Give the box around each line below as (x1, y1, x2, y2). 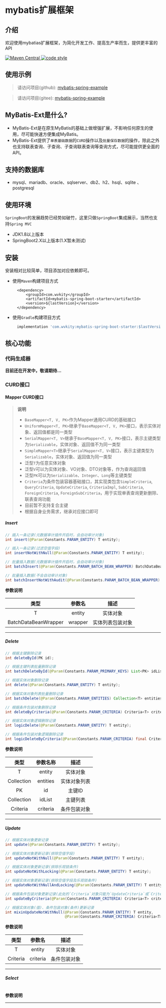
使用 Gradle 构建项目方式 (12, 314, 61, 320)
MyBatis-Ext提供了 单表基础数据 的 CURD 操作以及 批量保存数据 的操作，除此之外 (12, 137, 160, 143)
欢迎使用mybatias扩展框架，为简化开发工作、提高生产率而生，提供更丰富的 (5, 40, 158, 45)
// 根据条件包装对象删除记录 (5, 705, 56, 710)
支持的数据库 (5, 166, 44, 174)
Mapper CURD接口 (5, 394, 44, 400)
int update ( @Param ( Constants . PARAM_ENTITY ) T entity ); (5, 842, 121, 847)
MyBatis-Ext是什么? (5, 111, 68, 119)
